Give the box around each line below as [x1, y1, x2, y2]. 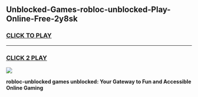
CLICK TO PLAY [6, 32, 52, 40]
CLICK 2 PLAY [6, 53, 47, 62]
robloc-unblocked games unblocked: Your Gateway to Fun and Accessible [6, 78, 192, 85]
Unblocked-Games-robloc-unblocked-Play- [6, 5, 171, 15]
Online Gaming [6, 84, 44, 91]
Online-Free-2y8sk [6, 14, 78, 24]
